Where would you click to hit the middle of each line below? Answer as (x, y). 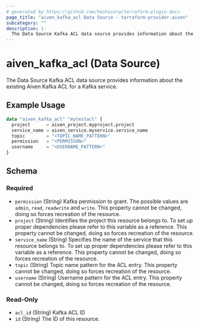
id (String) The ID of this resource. (57, 318)
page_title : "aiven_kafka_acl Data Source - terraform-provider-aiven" (97, 17)
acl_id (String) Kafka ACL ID (50, 312)
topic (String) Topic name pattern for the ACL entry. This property (96, 265)
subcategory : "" (26, 23)
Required (20, 188)
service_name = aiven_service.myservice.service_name (80, 130)
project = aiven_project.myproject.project (73, 124)
